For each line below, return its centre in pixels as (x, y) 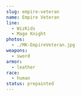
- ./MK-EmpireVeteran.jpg (43, 45)
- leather (23, 67)
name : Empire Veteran (33, 17)
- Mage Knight (29, 34)
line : (13, 23)
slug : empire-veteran (33, 12)
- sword (21, 56)
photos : (16, 39)
